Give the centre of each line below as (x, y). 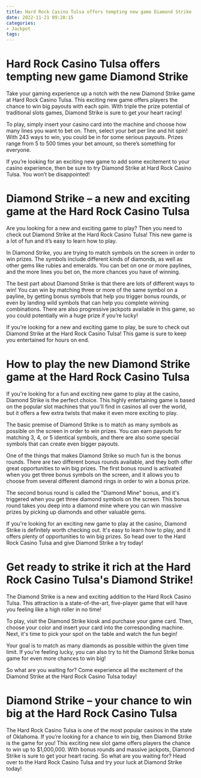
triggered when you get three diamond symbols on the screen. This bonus (98, 499)
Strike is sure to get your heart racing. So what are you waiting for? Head (96, 756)
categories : (21, 23)
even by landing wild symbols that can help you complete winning (88, 303)
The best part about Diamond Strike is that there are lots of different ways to (100, 283)
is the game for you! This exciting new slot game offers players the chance (98, 743)
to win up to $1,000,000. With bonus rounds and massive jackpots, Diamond (100, 749)
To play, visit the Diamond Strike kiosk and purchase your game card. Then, (100, 621)
